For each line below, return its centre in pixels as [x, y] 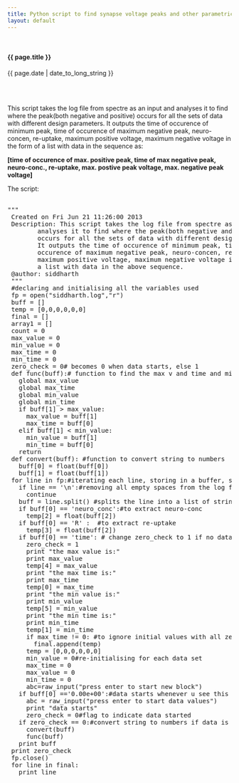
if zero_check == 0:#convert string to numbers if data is [124, 722]
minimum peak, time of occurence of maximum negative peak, [99, 131]
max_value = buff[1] [62, 416]
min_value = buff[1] [62, 437]
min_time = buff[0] [60, 445]
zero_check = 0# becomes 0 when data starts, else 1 [105, 366]
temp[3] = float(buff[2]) [71, 530]
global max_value [49, 380]
